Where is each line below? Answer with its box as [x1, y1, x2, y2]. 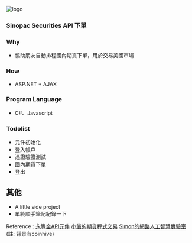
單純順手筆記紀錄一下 [14, 210, 67, 217]
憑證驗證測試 [14, 154, 46, 161]
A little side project [14, 203, 61, 210]
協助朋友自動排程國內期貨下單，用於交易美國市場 [14, 52, 134, 59]
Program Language [6, 95, 63, 103]
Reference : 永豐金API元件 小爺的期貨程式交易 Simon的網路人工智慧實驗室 [6, 222, 187, 230]
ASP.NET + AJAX [14, 80, 57, 88]
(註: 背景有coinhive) [6, 230, 54, 237]
